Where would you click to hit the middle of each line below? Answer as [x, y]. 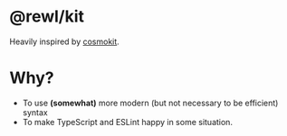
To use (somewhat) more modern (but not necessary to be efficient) [150, 103]
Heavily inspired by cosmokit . [64, 41]
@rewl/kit [47, 17]
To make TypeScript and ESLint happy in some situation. [128, 122]
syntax [35, 112]
